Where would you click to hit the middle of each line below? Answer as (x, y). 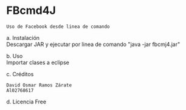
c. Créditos (20, 74)
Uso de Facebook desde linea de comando (58, 27)
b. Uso (15, 56)
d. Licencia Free (26, 102)
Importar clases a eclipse (38, 62)
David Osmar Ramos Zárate (39, 85)
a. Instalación (23, 37)
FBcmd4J (31, 11)
